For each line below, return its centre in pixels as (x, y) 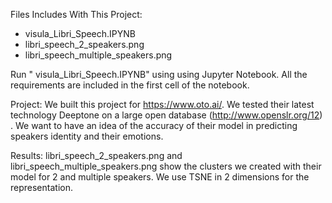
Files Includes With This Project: (76, 14)
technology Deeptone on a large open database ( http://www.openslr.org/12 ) (166, 115)
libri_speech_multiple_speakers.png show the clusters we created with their (166, 166)
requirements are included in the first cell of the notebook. (130, 85)
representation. (41, 187)
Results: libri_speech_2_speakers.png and (96, 155)
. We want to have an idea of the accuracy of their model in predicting (154, 125)
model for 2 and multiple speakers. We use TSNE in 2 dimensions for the (160, 177)
